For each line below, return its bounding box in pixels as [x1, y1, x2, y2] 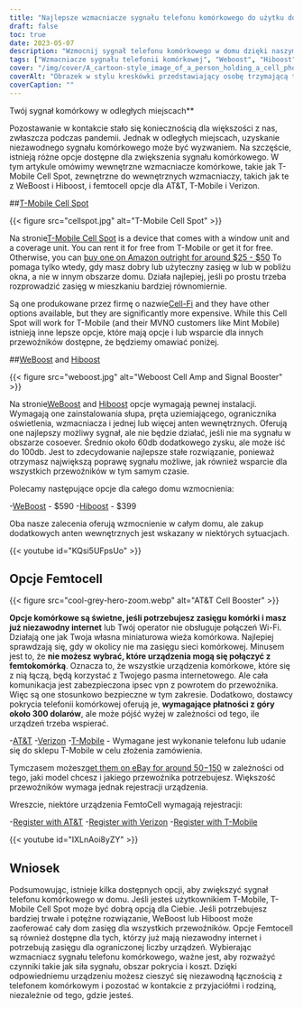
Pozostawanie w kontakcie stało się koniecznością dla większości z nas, [9, 123, 278, 134]
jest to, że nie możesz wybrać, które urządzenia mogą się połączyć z [9, 651, 271, 662]
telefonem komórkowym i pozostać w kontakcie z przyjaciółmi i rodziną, [9, 980, 277, 991]
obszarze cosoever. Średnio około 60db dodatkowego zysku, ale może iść [9, 437, 286, 448]
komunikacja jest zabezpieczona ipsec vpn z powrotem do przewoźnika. [9, 680, 279, 690]
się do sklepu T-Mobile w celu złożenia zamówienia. [9, 745, 203, 756]
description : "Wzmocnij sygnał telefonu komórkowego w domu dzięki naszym [9, 47, 297, 56]
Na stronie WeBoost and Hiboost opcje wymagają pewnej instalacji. [9, 398, 257, 409]
